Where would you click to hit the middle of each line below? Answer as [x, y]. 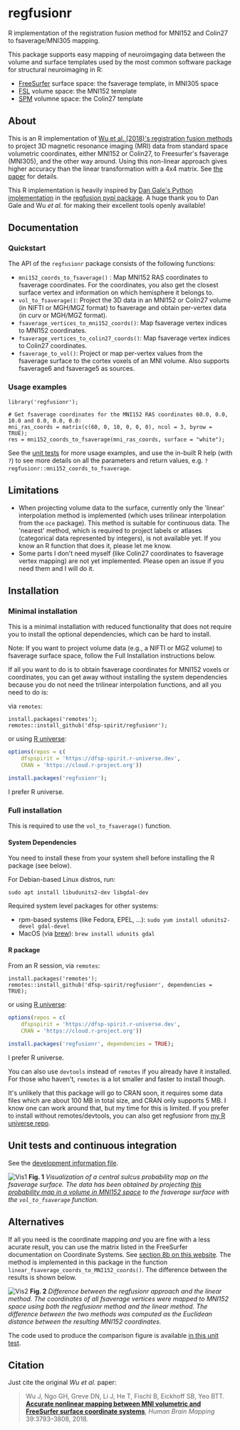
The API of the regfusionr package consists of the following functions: [112, 264]
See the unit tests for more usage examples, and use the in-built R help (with [120, 452]
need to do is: [28, 692]
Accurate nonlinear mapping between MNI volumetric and [113, 1404]
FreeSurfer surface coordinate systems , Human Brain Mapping [120, 1411]
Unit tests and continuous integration [93, 1146]
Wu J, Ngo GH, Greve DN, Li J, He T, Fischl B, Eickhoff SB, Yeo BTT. [125, 1396]
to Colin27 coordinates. [53, 346]
